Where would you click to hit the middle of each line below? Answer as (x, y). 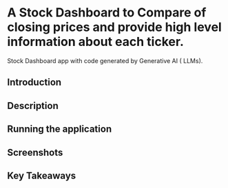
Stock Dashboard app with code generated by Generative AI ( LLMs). (105, 60)
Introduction (34, 83)
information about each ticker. (95, 42)
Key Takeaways (42, 175)
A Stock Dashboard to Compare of (107, 13)
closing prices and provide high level (114, 27)
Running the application (60, 129)
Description (33, 105)
